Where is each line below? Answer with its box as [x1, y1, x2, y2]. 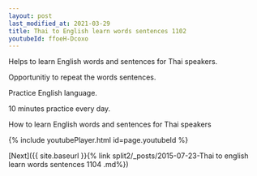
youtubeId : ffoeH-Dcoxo [8, 34, 89, 43]
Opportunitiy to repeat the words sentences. [8, 72, 156, 82]
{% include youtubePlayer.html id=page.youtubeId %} [8, 135, 189, 145]
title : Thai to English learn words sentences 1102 [8, 27, 186, 35]
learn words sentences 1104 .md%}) [8, 160, 129, 170]
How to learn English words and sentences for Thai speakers [8, 119, 212, 130]
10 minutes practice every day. [8, 104, 111, 114]
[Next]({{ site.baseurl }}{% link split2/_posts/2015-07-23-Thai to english [8, 151, 249, 161]
